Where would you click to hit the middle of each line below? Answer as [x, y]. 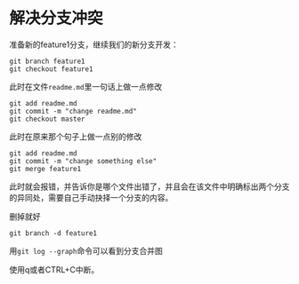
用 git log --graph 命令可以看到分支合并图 [86, 250]
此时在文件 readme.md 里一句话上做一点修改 [86, 86]
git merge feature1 [45, 169]
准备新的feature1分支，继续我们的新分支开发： [94, 44]
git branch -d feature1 [53, 233]
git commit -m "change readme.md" [73, 111]
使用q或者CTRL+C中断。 [54, 269]
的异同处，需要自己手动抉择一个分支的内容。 [91, 197]
